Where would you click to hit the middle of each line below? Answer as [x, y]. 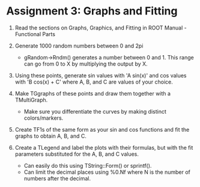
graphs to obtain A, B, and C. [51, 136]
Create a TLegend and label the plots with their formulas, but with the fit [104, 147]
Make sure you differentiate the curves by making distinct [95, 111]
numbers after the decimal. [57, 178]
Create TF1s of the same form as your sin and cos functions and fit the [102, 129]
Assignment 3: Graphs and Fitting [92, 11]
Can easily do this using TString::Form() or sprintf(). [88, 165]
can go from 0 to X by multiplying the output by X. [86, 64]
